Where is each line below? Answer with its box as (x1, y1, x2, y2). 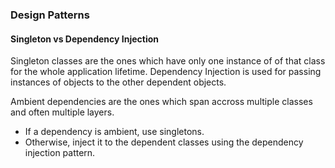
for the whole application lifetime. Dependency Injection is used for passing (10, 66, 322, 78)
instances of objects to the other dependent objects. (10, 76, 227, 88)
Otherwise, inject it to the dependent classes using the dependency (24, 136, 304, 148)
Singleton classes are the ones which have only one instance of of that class (10, 55, 326, 67)
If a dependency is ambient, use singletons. (24, 126, 205, 138)
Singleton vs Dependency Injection (10, 33, 159, 45)
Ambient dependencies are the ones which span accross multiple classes (10, 96, 313, 108)
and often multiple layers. (10, 106, 115, 118)
